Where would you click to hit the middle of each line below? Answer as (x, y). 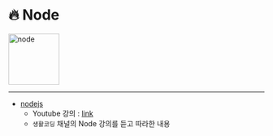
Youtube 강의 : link (63, 113)
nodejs (31, 103)
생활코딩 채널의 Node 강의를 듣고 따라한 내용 (101, 123)
